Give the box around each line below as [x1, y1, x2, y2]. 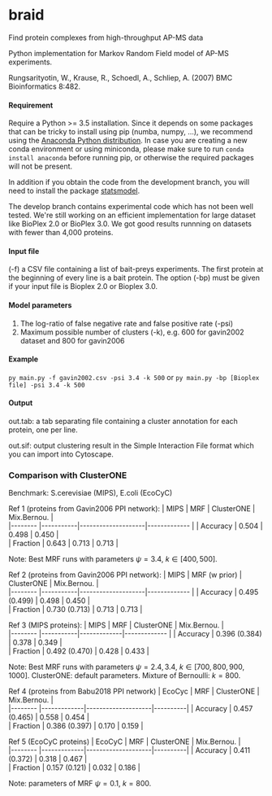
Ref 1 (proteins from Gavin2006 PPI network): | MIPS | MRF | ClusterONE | [8, 504, 256, 514]
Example [8, 354, 39, 364]
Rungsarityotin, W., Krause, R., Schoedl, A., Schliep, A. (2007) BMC [8, 72, 233, 82]
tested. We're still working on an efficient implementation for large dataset [8, 210, 256, 221]
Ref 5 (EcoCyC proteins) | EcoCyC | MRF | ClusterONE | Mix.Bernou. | [8, 737, 241, 746]
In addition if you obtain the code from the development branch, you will [8, 177, 250, 187]
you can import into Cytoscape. [8, 449, 114, 459]
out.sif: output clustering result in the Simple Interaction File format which [8, 440, 254, 450]
